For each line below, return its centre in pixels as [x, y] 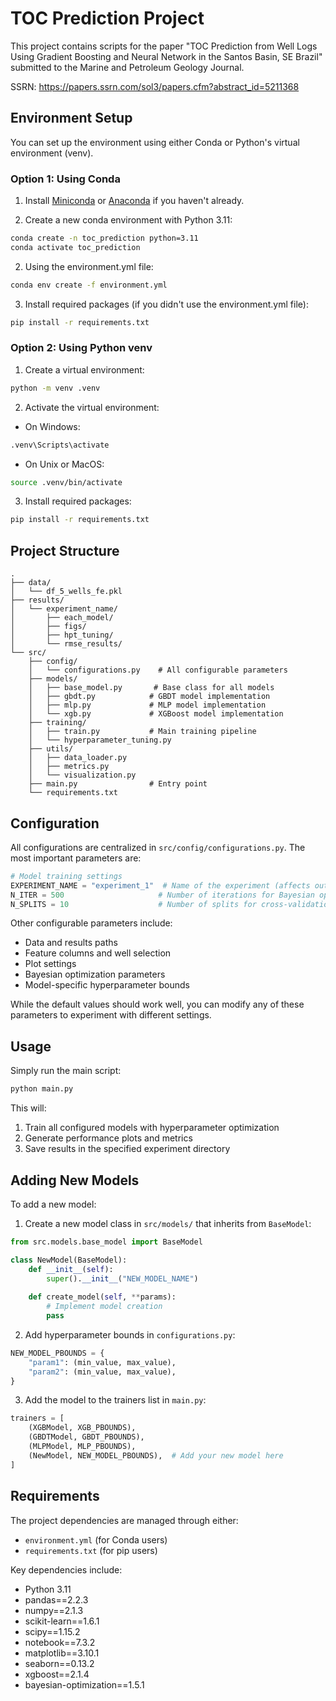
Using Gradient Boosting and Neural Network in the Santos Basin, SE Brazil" [166, 56]
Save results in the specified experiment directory [127, 1149]
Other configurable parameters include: [91, 923]
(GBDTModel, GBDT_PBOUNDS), [86, 1437]
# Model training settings [66, 876]
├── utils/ [51, 749]
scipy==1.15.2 [52, 1631]
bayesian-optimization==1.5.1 [84, 1684]
